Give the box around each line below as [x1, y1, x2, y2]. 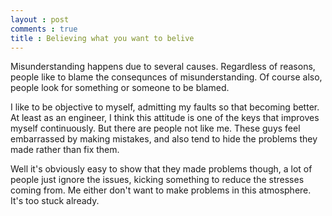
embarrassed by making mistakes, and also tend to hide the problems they [10, 133, 318, 145]
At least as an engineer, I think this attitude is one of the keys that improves [10, 112, 320, 124]
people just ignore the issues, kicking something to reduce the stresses [10, 174, 305, 186]
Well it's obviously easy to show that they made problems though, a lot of [10, 163, 313, 175]
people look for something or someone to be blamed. [10, 82, 230, 94]
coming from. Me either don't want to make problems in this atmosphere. [10, 184, 312, 196]
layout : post [10, 14, 70, 25]
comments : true [10, 24, 78, 34]
